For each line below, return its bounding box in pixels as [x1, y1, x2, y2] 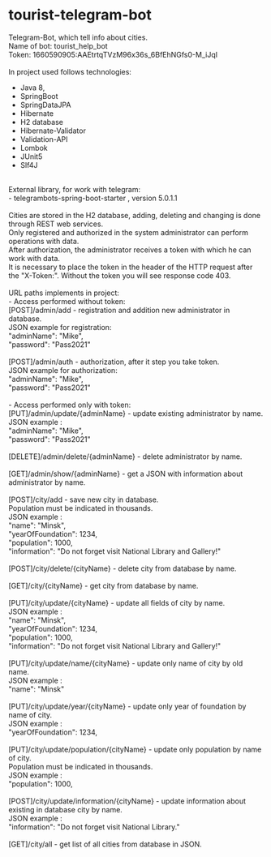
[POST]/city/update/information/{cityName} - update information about [8, 796, 246, 806]
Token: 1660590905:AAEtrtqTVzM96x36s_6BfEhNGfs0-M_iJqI [8, 49, 217, 59]
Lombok [19, 143, 49, 152]
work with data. [8, 253, 61, 263]
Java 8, [19, 83, 45, 92]
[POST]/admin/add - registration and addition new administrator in [8, 305, 230, 315]
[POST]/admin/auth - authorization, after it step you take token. [8, 357, 220, 366]
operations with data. [8, 236, 80, 246]
